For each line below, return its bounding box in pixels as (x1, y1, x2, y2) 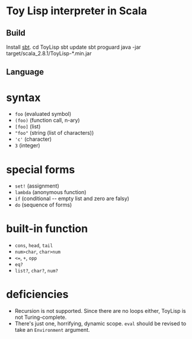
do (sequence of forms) (14, 201, 72, 208)
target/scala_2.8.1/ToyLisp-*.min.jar (6, 50, 92, 57)
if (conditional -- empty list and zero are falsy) (14, 195, 129, 202)
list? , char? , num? (14, 267, 58, 274)
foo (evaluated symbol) (14, 110, 72, 118)
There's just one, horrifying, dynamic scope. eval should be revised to (14, 320, 187, 327)
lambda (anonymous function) (14, 189, 87, 196)
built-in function (6, 222, 88, 236)
